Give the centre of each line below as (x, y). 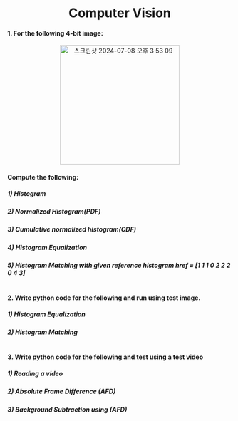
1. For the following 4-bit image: (55, 33)
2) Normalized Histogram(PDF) (54, 211)
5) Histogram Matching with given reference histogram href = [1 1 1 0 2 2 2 (119, 266)
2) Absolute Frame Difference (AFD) (62, 391)
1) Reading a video (35, 374)
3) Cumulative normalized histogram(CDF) (72, 229)
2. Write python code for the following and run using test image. (104, 298)
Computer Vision (120, 13)
